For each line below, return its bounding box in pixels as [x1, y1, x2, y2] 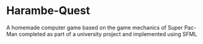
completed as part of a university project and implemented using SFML [18, 30, 198, 37]
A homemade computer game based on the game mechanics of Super [6, 24, 183, 31]
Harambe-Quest [6, 4, 90, 18]
